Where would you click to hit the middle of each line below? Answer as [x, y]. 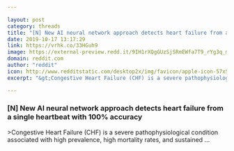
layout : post [26, 19]
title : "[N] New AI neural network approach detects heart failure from [115, 33]
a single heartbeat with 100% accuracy [75, 117]
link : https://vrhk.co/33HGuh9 [53, 46]
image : [17, 52]
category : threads [34, 26]
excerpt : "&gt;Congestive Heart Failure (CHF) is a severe [95, 78]
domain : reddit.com [36, 59]
